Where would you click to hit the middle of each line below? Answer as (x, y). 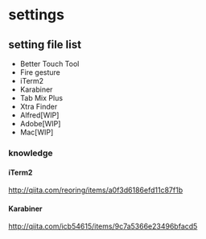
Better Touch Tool (49, 64)
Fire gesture (40, 72)
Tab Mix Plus (41, 98)
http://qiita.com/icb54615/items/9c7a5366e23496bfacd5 (103, 226)
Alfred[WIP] (39, 115)
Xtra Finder (39, 107)
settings (36, 15)
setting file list (45, 45)
